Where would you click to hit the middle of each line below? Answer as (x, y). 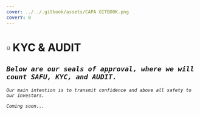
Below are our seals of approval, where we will (100, 69)
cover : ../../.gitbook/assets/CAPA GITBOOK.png (68, 12)
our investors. (26, 95)
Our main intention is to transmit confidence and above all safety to (99, 90)
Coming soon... (26, 106)
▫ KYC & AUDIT (44, 48)
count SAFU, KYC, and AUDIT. (62, 77)
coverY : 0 (19, 18)
